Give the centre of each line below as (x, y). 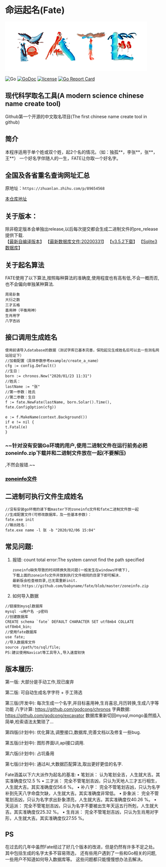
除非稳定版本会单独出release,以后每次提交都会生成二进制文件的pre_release (82, 229)
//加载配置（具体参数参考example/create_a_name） (53, 361)
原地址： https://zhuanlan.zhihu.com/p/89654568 (55, 188)
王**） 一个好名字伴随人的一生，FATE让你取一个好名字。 (63, 158)
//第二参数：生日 (20, 397)
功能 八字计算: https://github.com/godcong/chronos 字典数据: (68, 709)
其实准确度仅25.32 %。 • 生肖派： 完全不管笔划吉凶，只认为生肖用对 (84, 812)
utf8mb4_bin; (19, 627)
